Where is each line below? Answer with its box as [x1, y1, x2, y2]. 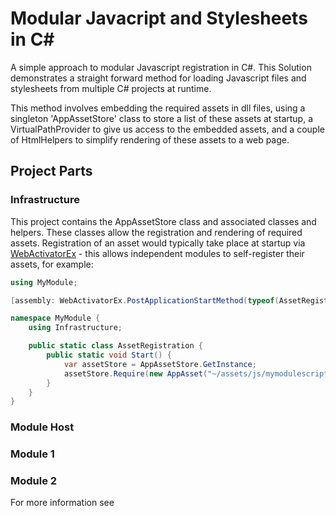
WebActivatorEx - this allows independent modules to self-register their [10, 247, 305, 259]
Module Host [10, 420, 75, 434]
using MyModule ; [10, 277, 78, 287]
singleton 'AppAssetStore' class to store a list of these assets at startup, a [10, 112, 314, 124]
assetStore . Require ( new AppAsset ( [63, 368, 208, 379]
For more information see [10, 497, 115, 509]
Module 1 [10, 447, 55, 461]
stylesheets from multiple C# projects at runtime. [10, 82, 212, 94]
